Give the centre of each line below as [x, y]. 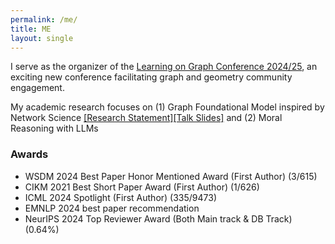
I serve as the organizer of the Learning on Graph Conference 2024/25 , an [164, 67]
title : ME [31, 29]
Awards [29, 154]
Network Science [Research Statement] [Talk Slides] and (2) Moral [146, 118]
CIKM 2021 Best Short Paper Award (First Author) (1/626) [142, 187]
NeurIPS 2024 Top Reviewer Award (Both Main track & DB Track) [158, 218]
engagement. [37, 88]
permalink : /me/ [44, 19]
